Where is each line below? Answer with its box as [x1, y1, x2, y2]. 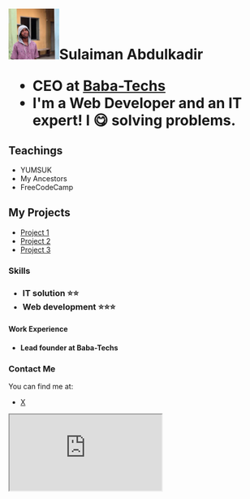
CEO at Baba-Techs [32, 77, 166, 95]
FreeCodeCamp [19, 183, 74, 192]
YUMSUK [19, 165, 53, 175]
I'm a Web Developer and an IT [32, 94, 242, 113]
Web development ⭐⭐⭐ [22, 301, 116, 312]
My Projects [8, 206, 71, 219]
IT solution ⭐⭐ [22, 287, 80, 298]
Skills [8, 265, 31, 276]
